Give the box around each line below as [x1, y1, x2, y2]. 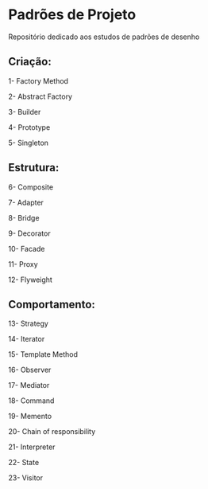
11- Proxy [8, 259, 38, 268]
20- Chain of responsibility [8, 427, 96, 436]
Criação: [8, 55, 52, 68]
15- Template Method [8, 350, 78, 359]
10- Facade [8, 244, 45, 253]
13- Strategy [8, 319, 49, 328]
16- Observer [8, 365, 52, 375]
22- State [8, 458, 40, 467]
